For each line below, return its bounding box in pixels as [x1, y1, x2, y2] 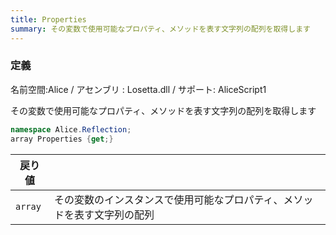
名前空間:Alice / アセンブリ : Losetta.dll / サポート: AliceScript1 [10, 83, 267, 95]
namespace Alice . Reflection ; [10, 124, 132, 135]
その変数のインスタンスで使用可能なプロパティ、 [54, 192, 284, 206]
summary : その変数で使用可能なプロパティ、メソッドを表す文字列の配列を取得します [10, 24, 311, 34]
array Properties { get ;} [10, 134, 114, 144]
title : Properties [10, 14, 87, 25]
